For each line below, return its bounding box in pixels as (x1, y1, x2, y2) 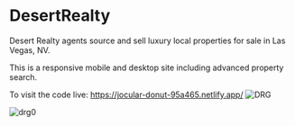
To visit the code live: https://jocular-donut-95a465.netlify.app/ (9, 89, 244, 100)
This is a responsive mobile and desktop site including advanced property (9, 62, 284, 73)
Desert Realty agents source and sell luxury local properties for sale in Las (9, 35, 286, 46)
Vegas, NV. (9, 44, 51, 55)
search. (9, 71, 38, 82)
